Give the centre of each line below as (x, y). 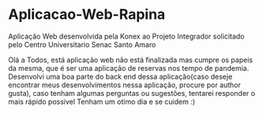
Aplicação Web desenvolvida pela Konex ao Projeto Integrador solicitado (126, 36)
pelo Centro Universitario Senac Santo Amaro (82, 44)
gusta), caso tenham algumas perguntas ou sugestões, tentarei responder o (131, 93)
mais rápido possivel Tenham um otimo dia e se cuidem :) (102, 101)
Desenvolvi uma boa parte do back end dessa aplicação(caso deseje (120, 76)
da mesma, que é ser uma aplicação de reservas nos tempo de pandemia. (129, 68)
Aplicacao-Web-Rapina (87, 15)
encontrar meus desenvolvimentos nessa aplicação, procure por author (124, 85)
